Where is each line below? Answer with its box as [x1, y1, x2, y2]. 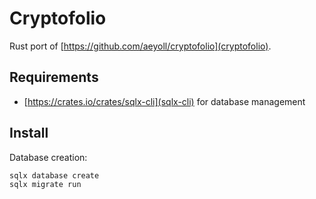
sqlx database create [9, 170, 100, 181]
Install [9, 125, 49, 142]
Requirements [9, 69, 99, 86]
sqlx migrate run [9, 179, 82, 189]
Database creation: [9, 151, 88, 163]
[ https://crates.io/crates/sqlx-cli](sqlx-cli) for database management [23, 95, 306, 107]
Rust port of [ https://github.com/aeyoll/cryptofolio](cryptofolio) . [9, 40, 272, 52]
